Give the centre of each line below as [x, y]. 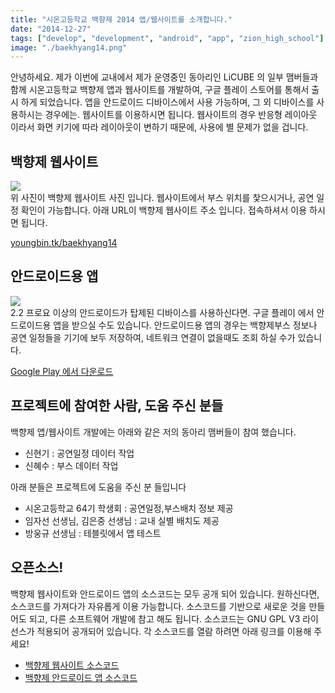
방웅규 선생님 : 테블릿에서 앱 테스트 [93, 533]
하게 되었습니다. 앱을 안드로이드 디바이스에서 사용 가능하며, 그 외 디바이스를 [167, 102]
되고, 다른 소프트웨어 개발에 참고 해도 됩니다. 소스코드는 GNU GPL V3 [164, 618]
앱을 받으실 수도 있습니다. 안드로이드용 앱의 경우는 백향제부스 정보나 [185, 325]
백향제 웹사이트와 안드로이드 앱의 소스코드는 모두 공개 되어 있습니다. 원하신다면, [165, 593]
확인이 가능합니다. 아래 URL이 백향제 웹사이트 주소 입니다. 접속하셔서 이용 [164, 210]
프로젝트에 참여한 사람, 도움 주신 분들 [117, 406]
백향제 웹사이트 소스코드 [72, 665]
